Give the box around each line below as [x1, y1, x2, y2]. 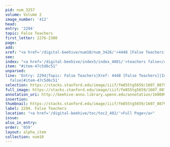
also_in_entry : [5, 120, 37, 125]
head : [5, 21, 17, 27]
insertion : [5, 96, 28, 102]
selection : [5, 82, 28, 87]
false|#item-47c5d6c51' [10, 78, 60, 83]
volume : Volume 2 [5, 12, 42, 17]
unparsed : [5, 69, 26, 74]
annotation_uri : [5, 92, 39, 97]
